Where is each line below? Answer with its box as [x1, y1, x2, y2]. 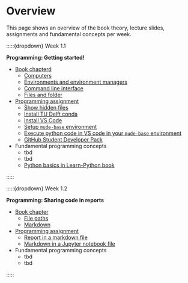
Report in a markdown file [23, 234, 88, 241]
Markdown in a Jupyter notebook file [23, 240, 115, 247]
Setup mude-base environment [23, 123, 97, 130]
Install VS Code [23, 116, 62, 124]
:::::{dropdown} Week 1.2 [6, 185, 68, 192]
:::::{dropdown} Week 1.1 [6, 42, 66, 49]
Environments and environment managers [23, 78, 128, 86]
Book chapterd [14, 65, 52, 73]
